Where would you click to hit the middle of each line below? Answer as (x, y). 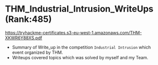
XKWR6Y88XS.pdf (24, 38)
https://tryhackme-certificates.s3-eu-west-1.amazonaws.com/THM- (73, 32)
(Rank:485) (28, 19)
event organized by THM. (37, 52)
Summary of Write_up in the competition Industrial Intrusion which (81, 47)
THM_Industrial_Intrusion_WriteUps (79, 9)
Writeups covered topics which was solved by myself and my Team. (80, 57)
